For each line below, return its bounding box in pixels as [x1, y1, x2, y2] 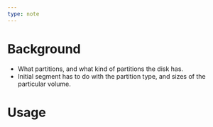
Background [7, 40, 81, 57]
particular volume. [17, 79, 71, 88]
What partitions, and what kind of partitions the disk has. [17, 65, 183, 73]
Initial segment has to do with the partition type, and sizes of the [17, 72, 206, 80]
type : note [7, 10, 40, 18]
